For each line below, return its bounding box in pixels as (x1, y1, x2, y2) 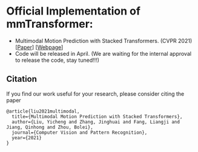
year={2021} (12, 134, 42, 140)
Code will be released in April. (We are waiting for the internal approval (15, 50, 192, 57)
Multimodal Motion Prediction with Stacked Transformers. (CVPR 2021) (15, 37, 193, 44)
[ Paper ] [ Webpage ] (15, 44, 64, 51)
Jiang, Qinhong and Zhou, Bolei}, (6, 124, 94, 130)
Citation (6, 74, 38, 84)
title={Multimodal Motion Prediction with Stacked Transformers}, (12, 113, 183, 119)
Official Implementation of (6, 4, 141, 18)
